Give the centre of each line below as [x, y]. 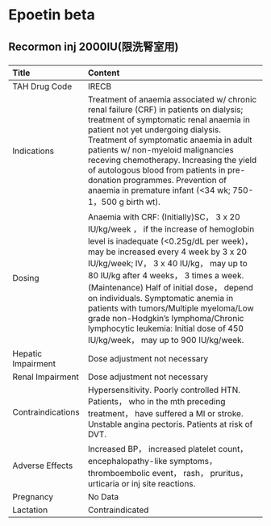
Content [104, 73]
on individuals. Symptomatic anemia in [161, 298]
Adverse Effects [43, 465]
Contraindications [46, 411]
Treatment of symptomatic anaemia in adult [170, 140]
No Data [103, 496]
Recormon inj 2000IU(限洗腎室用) [94, 46]
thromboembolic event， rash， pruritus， [168, 473]
